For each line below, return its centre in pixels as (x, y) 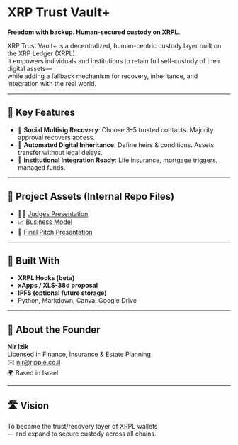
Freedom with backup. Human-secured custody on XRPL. (94, 32)
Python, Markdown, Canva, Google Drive (77, 301)
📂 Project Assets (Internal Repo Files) (91, 197)
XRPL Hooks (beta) (46, 278)
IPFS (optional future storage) (62, 293)
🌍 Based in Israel (33, 373)
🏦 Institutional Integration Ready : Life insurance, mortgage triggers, (118, 160)
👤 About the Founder (54, 329)
